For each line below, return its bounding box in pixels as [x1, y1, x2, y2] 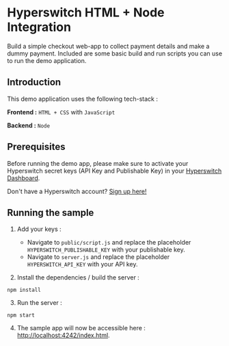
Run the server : [16, 299, 63, 307]
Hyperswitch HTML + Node [7, 5, 165, 21]
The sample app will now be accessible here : [16, 324, 146, 332]
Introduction [7, 77, 62, 88]
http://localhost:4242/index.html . [16, 331, 111, 340]
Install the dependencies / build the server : [16, 273, 140, 282]
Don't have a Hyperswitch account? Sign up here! [7, 187, 147, 195]
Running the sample [7, 207, 94, 219]
